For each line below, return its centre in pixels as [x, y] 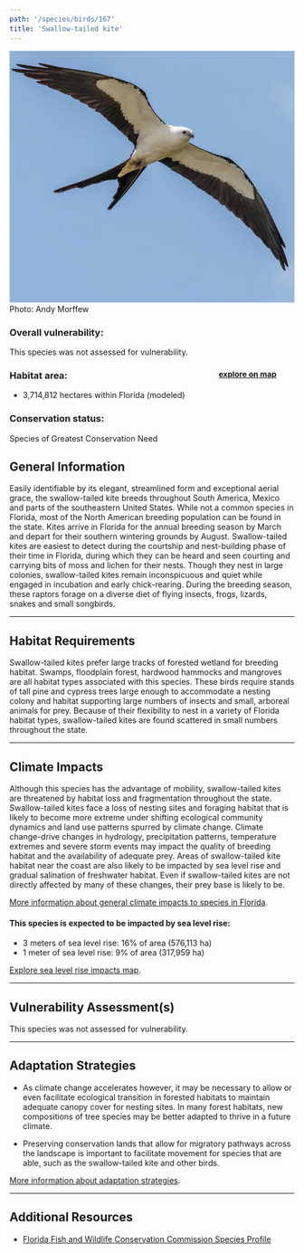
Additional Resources [71, 1217]
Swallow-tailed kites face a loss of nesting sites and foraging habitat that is [149, 808]
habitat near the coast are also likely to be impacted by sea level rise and [145, 866]
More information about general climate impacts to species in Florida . [139, 902]
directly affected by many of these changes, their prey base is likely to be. [147, 885]
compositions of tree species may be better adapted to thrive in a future [157, 1116]
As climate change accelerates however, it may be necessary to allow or [157, 1087]
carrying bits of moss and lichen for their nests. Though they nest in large [146, 565]
